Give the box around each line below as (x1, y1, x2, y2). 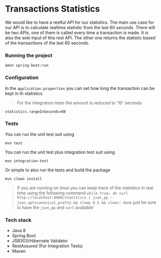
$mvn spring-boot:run (5, 63, 49, 68)
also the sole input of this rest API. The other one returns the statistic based (5, 35, 156, 41)
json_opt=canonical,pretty (16, 200, 72, 205)
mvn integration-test (5, 158, 49, 163)
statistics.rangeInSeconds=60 (5, 109, 66, 114)
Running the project (5, 52, 53, 59)
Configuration (5, 74, 39, 81)
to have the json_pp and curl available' (16, 204, 94, 210)
